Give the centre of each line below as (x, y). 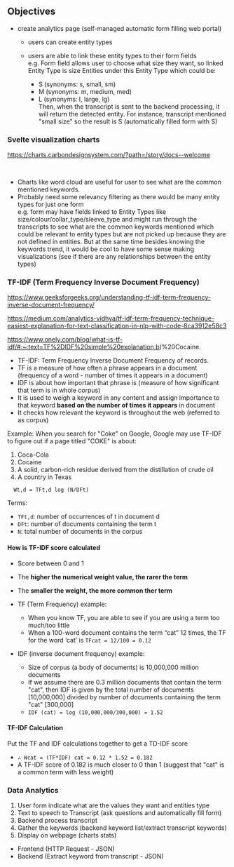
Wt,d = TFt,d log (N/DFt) (51, 490)
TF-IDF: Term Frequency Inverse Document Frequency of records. (113, 361)
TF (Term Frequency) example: (62, 604)
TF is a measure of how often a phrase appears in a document (107, 368)
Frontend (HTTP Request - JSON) (66, 849)
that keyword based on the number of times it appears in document (116, 405)
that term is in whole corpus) (59, 390)
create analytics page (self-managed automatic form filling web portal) (119, 28)
